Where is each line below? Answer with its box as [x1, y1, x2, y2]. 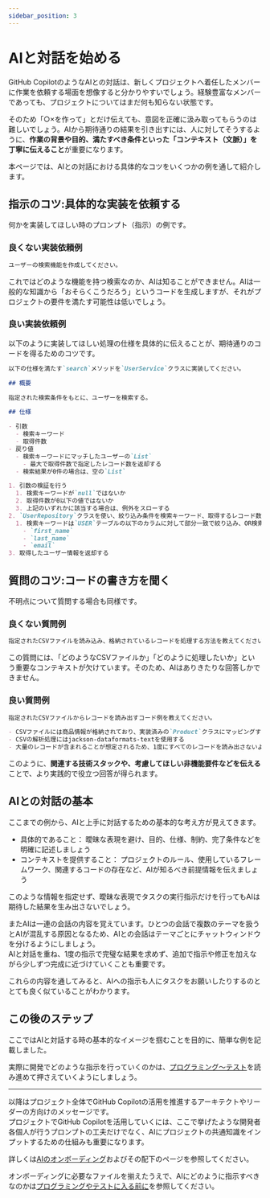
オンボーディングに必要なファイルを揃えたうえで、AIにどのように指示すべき [8, 1171, 260, 1180]
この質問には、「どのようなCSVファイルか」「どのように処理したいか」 [8, 653, 241, 663]
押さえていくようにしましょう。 [35, 1072, 142, 1081]
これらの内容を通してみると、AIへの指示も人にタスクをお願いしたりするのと [8, 976, 261, 986]
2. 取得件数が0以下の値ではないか [15, 497, 114, 505]
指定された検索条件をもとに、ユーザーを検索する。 [8, 393, 152, 402]
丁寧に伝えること [8, 144, 65, 154]
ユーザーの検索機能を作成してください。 [8, 261, 122, 269]
